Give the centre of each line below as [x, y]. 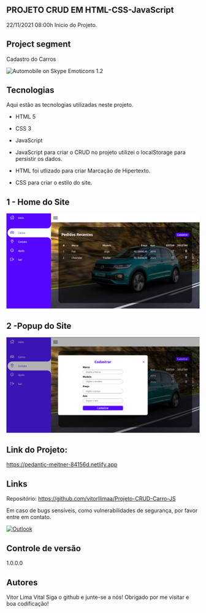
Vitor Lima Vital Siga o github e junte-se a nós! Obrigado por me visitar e [98, 597]
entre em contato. [29, 517]
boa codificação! [28, 603]
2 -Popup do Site [39, 326]
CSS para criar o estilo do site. [54, 183]
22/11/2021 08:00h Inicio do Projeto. [52, 25]
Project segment [39, 44]
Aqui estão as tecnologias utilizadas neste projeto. [70, 105]
